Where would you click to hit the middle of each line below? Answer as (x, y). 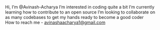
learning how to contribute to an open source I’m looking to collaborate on (80, 12)
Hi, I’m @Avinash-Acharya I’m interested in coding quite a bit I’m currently (80, 7)
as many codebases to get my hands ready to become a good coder (74, 17)
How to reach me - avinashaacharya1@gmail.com (55, 22)
